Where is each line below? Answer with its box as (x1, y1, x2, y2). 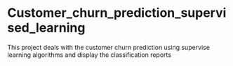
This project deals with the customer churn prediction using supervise (7, 43, 211, 51)
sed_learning (7, 20, 86, 36)
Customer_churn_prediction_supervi (7, 5, 227, 21)
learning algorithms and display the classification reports (7, 51, 172, 59)
